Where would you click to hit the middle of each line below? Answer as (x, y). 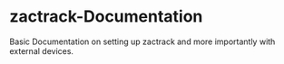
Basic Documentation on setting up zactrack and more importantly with (142, 41)
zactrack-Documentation (106, 17)
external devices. (42, 50)
